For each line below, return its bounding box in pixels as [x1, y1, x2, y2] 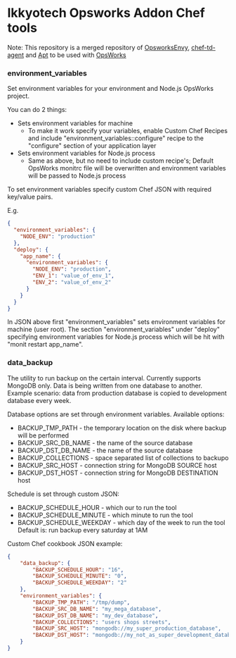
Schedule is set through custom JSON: [7, 490, 119, 498]
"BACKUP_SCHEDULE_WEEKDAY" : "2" [32, 579, 128, 586]
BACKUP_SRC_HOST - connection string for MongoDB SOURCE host [17, 461, 217, 469]
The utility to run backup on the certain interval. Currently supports [7, 373, 202, 382]
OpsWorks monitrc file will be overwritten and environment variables [27, 164, 226, 173]
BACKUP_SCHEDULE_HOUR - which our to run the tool [17, 503, 177, 511]
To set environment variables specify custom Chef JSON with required [7, 185, 212, 194]
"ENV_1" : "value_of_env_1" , [32, 273, 114, 280]
